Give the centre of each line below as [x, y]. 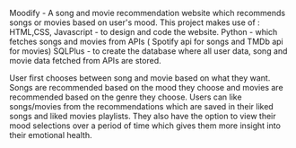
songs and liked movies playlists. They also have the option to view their [143, 116]
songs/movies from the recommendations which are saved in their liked [141, 106]
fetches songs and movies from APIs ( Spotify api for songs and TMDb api [147, 41]
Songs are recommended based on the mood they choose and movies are [147, 87]
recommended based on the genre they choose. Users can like [126, 97]
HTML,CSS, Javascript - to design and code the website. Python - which [144, 32]
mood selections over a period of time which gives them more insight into [145, 126]
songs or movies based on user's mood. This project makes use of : [135, 22]
